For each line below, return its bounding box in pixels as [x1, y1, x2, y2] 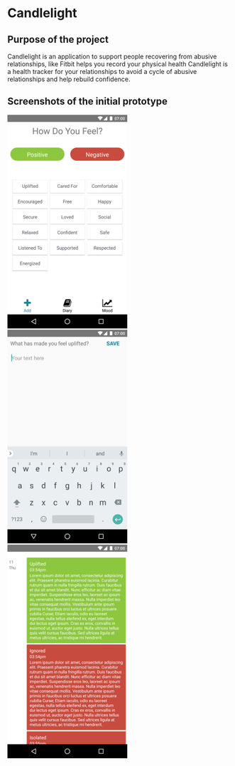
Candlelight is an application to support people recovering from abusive [7, 52, 217, 61]
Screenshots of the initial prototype [7, 95, 168, 107]
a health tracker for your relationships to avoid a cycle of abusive [7, 68, 197, 75]
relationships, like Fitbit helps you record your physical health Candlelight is [7, 60, 229, 68]
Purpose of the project [7, 33, 109, 46]
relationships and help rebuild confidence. [7, 75, 131, 83]
